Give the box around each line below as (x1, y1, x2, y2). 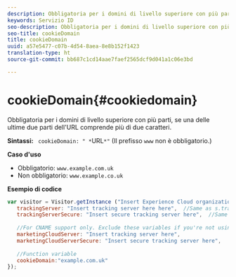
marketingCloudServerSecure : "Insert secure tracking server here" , (16, 237, 221, 244)
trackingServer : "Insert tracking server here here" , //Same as (16, 205, 212, 212)
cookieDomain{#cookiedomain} (7, 92, 198, 108)
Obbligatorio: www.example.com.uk (17, 163, 114, 172)
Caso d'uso (7, 150, 41, 158)
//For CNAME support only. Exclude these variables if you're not (16, 224, 216, 231)
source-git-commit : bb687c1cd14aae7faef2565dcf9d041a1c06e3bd (7, 56, 193, 63)
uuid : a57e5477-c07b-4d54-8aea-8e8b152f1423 (7, 43, 140, 50)
